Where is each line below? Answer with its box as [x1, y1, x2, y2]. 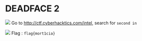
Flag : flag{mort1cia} [11, 30, 56, 36]
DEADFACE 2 [5, 3, 60, 14]
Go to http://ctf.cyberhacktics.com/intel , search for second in [11, 20, 137, 26]
